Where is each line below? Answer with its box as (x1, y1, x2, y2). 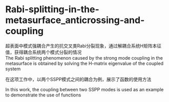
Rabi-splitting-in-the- (5, 4, 100, 15)
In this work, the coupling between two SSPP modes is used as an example (5, 86, 164, 92)
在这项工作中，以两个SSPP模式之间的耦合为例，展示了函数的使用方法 (5, 76, 152, 82)
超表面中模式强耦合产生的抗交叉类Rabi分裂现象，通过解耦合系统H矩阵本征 (5, 42, 162, 49)
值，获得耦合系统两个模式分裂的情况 (5, 49, 82, 55)
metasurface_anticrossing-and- (5, 14, 145, 26)
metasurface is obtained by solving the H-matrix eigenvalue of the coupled (5, 60, 164, 66)
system (5, 65, 21, 72)
